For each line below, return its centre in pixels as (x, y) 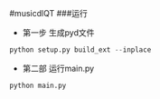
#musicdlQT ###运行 (49, 13)
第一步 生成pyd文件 (58, 33)
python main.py (38, 85)
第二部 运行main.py (58, 68)
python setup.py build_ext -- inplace (80, 50)
